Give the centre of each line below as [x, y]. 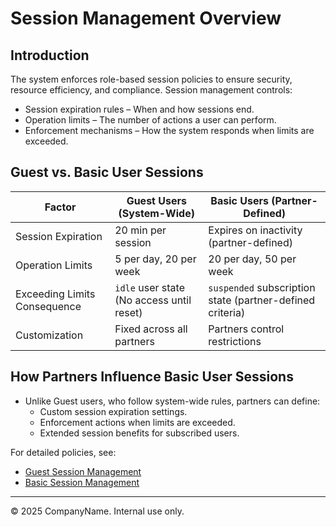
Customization [49, 335]
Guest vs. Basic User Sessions [107, 172]
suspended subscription [262, 287]
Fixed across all [151, 329]
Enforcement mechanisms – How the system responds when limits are [169, 130]
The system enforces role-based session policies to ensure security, [151, 79]
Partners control [246, 329]
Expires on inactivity [255, 230]
